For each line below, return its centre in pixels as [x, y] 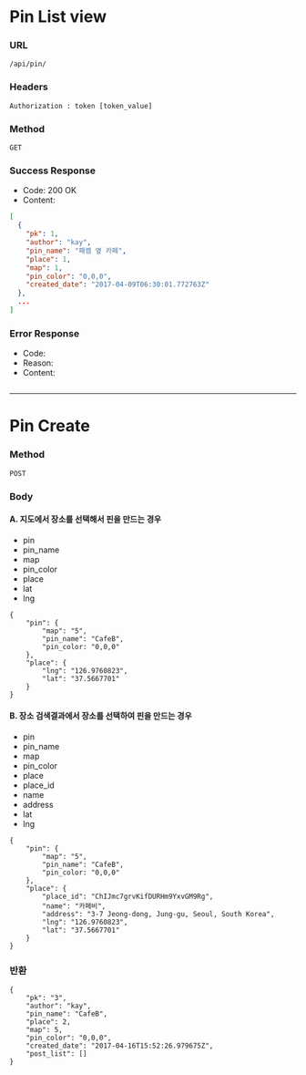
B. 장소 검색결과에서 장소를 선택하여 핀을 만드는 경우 [101, 716]
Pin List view [58, 17]
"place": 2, [48, 1022]
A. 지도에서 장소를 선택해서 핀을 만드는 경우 [86, 519]
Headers [29, 87]
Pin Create [50, 426]
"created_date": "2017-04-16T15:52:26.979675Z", [120, 1046]
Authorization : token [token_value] [81, 106]
